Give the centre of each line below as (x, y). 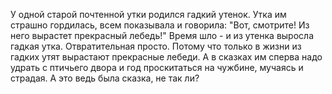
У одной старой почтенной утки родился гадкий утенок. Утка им (148, 14)
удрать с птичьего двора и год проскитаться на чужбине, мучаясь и (157, 67)
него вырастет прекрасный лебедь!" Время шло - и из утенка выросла (162, 35)
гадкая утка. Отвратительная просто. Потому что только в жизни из (156, 46)
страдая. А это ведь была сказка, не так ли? (105, 78)
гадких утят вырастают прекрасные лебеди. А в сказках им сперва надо (166, 57)
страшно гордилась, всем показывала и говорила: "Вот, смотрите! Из (160, 25)
